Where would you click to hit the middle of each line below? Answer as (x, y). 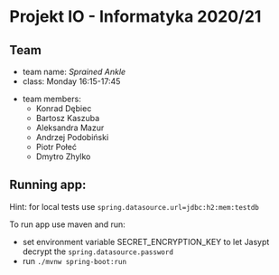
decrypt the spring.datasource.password (98, 251)
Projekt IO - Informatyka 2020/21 (135, 17)
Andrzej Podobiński (72, 137)
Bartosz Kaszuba (68, 118)
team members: (51, 99)
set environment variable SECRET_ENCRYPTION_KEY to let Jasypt (146, 242)
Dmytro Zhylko (63, 156)
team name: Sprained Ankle (74, 71)
